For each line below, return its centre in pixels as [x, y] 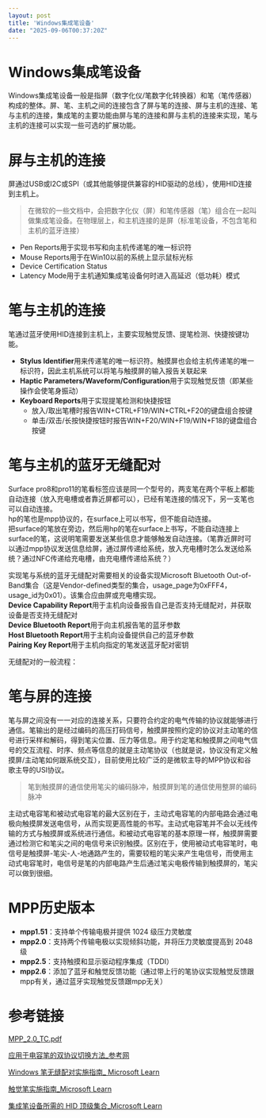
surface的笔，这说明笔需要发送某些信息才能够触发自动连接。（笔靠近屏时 [127, 539]
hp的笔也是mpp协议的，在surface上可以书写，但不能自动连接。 [112, 519]
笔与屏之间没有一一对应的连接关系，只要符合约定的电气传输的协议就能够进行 [133, 720]
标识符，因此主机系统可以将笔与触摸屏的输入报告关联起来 [113, 371]
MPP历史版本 [51, 908]
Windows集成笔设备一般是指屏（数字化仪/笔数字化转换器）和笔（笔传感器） [132, 95]
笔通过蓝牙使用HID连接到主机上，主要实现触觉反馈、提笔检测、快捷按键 [125, 334]
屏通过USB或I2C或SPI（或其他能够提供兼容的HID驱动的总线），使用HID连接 [130, 184]
